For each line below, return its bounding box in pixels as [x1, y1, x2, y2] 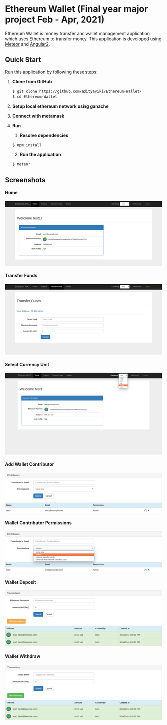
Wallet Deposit [5, 579, 36, 585]
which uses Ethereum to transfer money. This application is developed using [5, 36, 162, 42]
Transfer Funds [5, 273, 38, 279]
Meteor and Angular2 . [5, 41, 50, 47]
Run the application [19, 151, 61, 158]
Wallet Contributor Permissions [5, 520, 72, 526]
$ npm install [12, 142, 42, 148]
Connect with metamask [12, 113, 65, 119]
